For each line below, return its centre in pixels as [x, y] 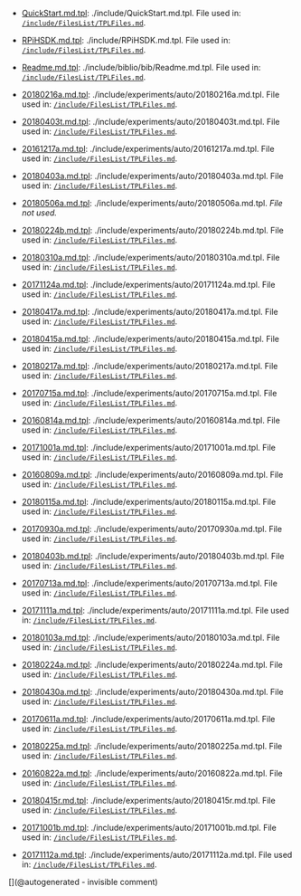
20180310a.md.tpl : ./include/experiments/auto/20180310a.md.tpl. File [150, 257]
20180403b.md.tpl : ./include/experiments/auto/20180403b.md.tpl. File [153, 556]
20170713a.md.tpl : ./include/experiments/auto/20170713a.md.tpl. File [149, 583]
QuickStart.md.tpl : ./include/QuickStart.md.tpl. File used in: [131, 13]
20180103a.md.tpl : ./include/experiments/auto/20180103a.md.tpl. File [150, 638]
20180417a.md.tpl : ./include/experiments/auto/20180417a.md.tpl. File [150, 312]
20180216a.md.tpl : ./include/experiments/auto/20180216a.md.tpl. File [150, 95]
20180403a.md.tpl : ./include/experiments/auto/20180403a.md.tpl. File [152, 176]
